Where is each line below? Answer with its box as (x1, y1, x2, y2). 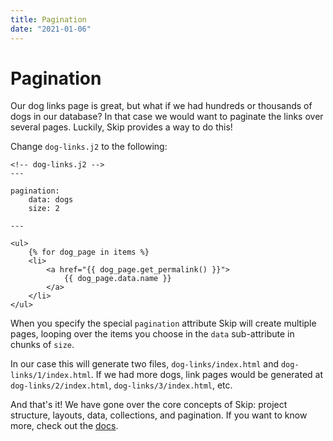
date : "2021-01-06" (10, 24, 92, 34)
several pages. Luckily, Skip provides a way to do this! (10, 121, 233, 133)
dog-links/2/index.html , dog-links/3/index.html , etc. (10, 379, 233, 391)
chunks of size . (10, 339, 75, 351)
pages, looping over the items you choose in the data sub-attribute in (10, 328, 295, 340)
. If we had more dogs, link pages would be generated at (90, 369, 324, 381)
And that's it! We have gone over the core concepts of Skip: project (10, 399, 288, 411)
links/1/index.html (10, 371, 92, 381)
